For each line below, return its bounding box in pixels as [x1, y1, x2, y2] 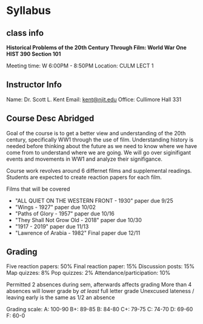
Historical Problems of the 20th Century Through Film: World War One [6, 44, 187, 51]
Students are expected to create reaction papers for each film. [6, 174, 162, 181]
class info [6, 28, 44, 38]
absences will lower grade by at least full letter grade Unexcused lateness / [6, 288, 195, 295]
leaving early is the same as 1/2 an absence [6, 294, 115, 301]
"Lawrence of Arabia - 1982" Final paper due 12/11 [15, 229, 141, 237]
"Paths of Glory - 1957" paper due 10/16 [15, 210, 115, 217]
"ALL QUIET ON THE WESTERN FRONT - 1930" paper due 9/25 [15, 197, 174, 204]
